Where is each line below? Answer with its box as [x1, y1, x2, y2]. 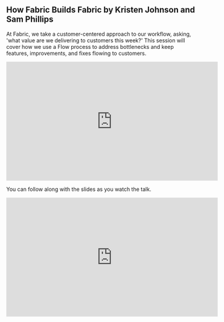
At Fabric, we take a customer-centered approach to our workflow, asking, [6, 30, 191, 37]
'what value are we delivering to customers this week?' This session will [6, 36, 185, 44]
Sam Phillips [6, 14, 54, 25]
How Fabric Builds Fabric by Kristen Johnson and [6, 5, 195, 15]
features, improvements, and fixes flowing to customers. [6, 50, 147, 57]
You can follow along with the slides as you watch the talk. [6, 185, 152, 193]
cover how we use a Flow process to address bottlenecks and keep [6, 43, 174, 50]
